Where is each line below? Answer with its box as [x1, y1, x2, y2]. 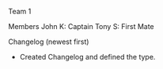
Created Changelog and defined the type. [19, 53, 156, 61]
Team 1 [8, 7, 32, 16]
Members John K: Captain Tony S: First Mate [8, 22, 154, 31]
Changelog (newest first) [8, 37, 89, 46]
